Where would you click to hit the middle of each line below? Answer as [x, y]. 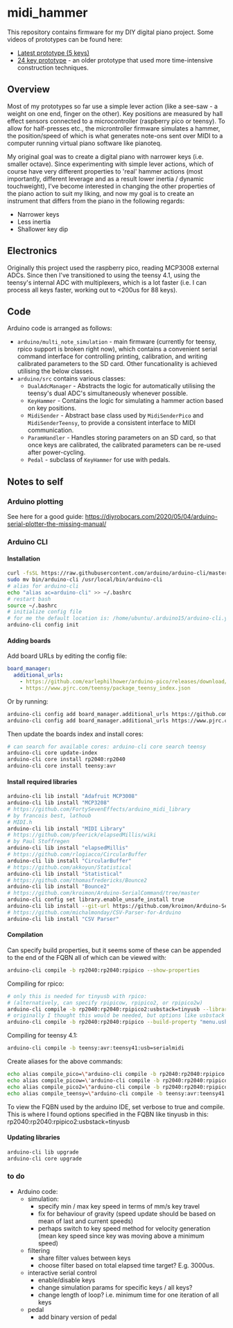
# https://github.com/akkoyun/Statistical [69, 867]
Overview [29, 89]
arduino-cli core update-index [52, 753]
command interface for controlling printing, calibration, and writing [112, 356]
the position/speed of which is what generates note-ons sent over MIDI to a [115, 135]
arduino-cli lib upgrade [43, 1152]
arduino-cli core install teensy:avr [62, 766]
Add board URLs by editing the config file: [67, 656]
